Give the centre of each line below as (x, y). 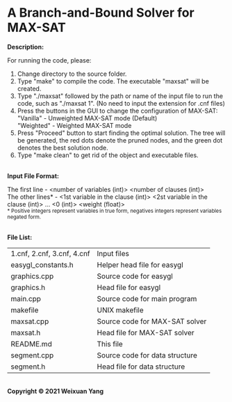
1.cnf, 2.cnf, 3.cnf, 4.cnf (50, 253)
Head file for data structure (141, 367)
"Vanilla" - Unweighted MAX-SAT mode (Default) (87, 118)
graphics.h (28, 287)
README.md (31, 344)
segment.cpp (32, 355)
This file (110, 344)
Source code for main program (147, 298)
